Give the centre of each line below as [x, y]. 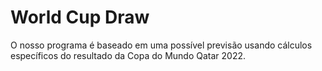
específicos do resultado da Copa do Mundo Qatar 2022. [128, 55]
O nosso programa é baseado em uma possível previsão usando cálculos [161, 45]
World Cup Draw [80, 17]
